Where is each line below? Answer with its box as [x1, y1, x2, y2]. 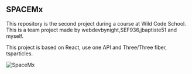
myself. [6, 32, 24, 40]
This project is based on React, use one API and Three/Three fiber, [6, 44, 167, 51]
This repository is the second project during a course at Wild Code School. [6, 20, 186, 27]
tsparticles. [6, 50, 33, 57]
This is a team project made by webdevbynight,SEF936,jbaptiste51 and [6, 26, 177, 33]
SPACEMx [6, 5, 43, 15]
